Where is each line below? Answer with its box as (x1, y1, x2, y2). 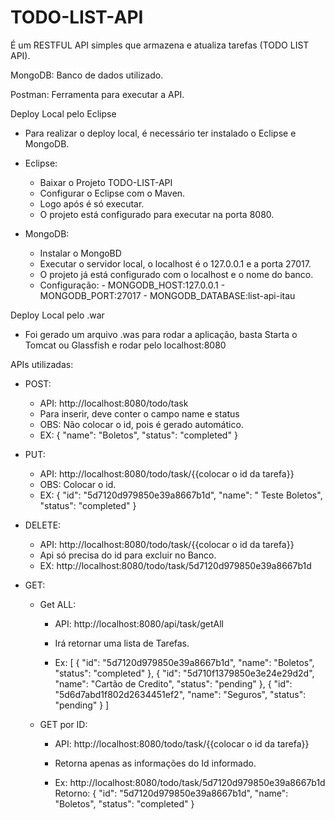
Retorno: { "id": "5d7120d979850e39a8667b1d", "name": (54, 787, 289, 799)
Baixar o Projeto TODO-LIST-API (39, 176, 173, 188)
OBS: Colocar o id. (39, 478, 117, 490)
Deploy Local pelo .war (10, 309, 105, 321)
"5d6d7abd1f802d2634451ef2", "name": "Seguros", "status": (54, 688, 307, 700)
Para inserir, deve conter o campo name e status (39, 407, 240, 420)
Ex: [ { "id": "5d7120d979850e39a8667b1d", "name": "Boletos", (54, 656, 315, 668)
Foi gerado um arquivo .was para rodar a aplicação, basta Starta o (24, 328, 298, 340)
